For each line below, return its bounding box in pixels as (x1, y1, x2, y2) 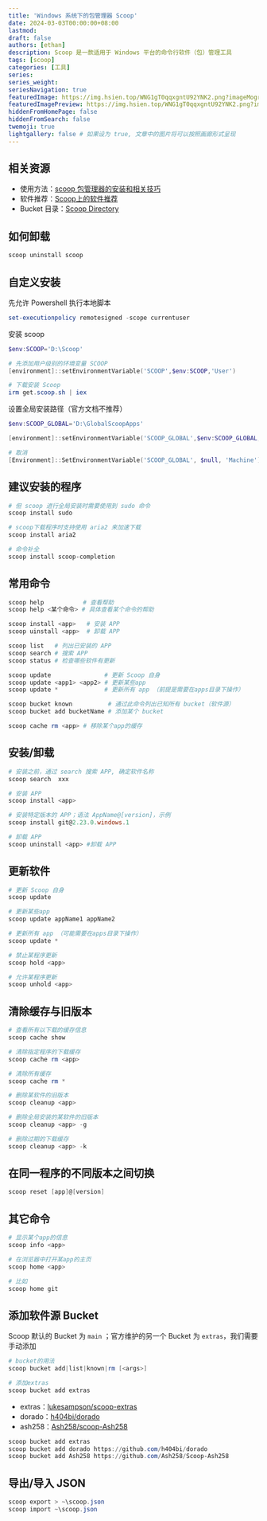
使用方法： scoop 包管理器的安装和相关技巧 (19, 184, 161, 194)
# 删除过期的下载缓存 (8, 1135, 69, 1143)
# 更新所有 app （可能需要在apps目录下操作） (8, 929, 142, 938)
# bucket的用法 (8, 1357, 55, 1366)
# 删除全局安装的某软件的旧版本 (8, 1113, 99, 1121)
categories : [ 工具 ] (8, 64, 71, 72)
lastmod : (8, 26, 37, 34)
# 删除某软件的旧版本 (8, 1092, 69, 1100)
